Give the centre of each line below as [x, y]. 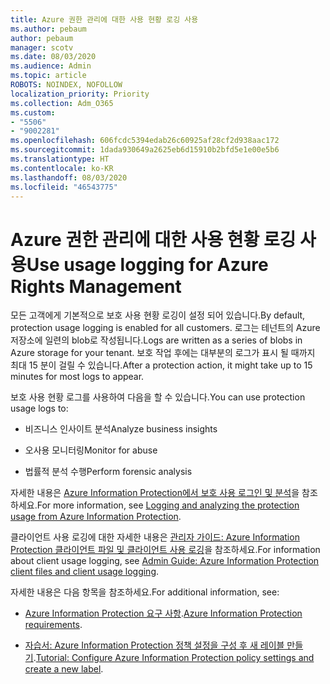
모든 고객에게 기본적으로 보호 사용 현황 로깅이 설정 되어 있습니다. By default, [158, 315]
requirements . [53, 625]
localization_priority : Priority [80, 94]
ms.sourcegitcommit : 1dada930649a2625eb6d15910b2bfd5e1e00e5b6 [145, 150]
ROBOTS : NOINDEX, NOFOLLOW [66, 85]
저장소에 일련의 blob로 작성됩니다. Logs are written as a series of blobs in [156, 340]
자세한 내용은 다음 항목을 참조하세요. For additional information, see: [145, 592]
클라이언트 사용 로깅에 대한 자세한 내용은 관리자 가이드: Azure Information [155, 537]
